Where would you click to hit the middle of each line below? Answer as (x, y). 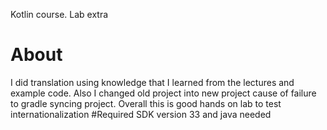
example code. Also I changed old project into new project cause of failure (163, 93)
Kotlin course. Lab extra (59, 14)
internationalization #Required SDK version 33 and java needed (141, 114)
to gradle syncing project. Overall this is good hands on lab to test (146, 103)
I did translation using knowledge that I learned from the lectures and (152, 82)
